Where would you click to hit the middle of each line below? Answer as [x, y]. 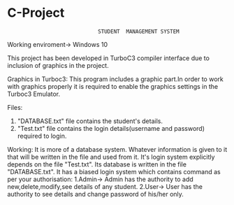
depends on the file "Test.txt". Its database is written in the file [97, 164]
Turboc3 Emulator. [34, 94]
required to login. [42, 136]
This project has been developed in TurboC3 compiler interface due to [108, 58]
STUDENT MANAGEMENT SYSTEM [138, 31]
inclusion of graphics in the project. [58, 65]
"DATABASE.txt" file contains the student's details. [90, 121]
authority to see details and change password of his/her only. [95, 194]
